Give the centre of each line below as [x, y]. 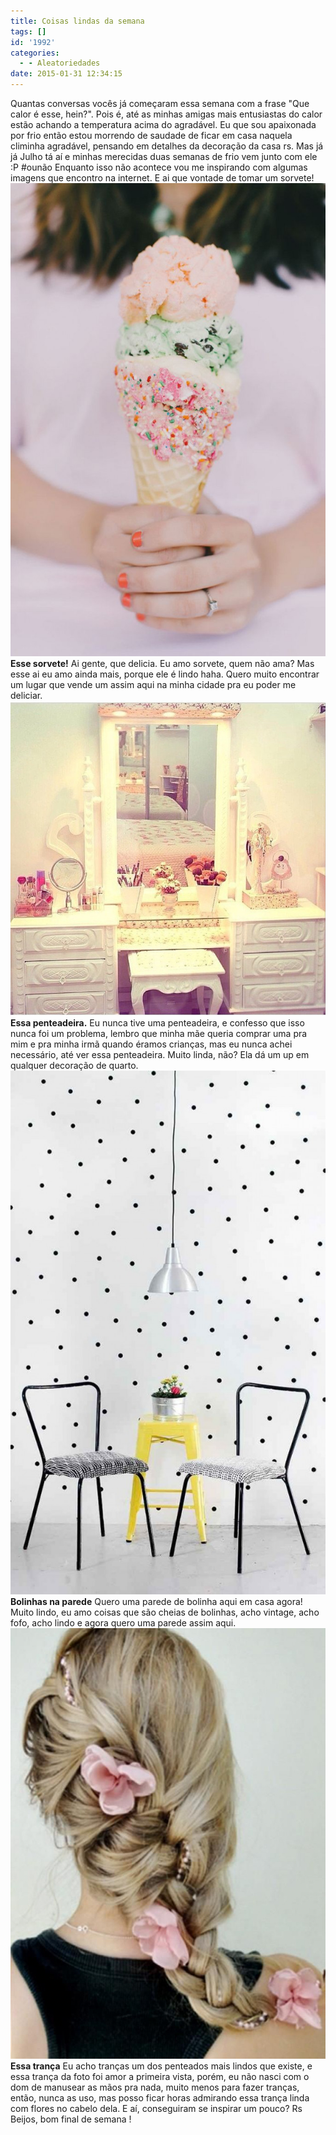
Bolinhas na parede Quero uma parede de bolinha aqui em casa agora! [156, 1601]
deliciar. [26, 695]
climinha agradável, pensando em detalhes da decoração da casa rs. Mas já [167, 146]
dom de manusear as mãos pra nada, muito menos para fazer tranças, [155, 2087]
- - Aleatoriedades [60, 63]
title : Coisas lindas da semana [77, 21]
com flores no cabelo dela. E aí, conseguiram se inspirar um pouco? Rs [156, 2109]
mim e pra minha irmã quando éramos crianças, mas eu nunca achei [151, 1044]
